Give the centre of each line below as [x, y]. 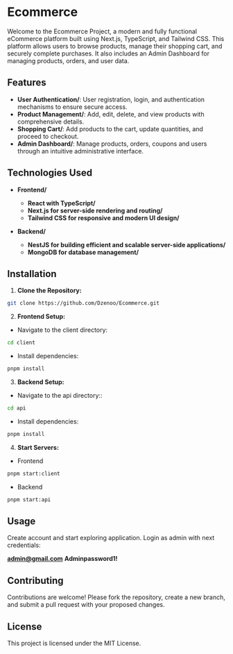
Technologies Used [50, 173]
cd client [21, 343]
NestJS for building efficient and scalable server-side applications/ [127, 244]
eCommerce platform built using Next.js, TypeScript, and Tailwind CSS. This [116, 38]
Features [27, 83]
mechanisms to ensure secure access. [72, 107]
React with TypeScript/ [61, 203]
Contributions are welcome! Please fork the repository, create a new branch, [116, 597]
